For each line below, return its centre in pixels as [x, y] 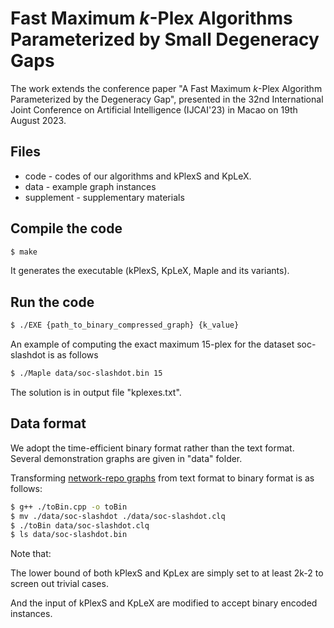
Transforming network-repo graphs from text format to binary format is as [162, 478]
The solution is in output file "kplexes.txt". [96, 392]
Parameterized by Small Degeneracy [165, 39]
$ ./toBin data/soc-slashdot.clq [80, 525]
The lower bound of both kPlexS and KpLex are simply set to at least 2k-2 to [167, 573]
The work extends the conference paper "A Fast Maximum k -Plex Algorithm [166, 88]
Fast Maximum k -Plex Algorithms [151, 18]
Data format [48, 423]
